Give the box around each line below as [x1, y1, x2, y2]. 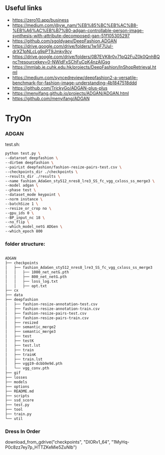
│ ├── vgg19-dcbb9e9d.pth [5, 361, 63, 366]
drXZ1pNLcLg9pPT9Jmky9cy [12, 48, 72, 54]
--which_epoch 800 [5, 229, 43, 234]
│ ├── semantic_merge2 [5, 325, 56, 329]
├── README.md [5, 389, 34, 393]
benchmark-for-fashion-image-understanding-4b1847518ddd [12, 80, 137, 86]
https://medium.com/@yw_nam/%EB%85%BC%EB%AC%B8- [12, 22, 138, 28]
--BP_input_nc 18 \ [5, 215, 45, 220]
